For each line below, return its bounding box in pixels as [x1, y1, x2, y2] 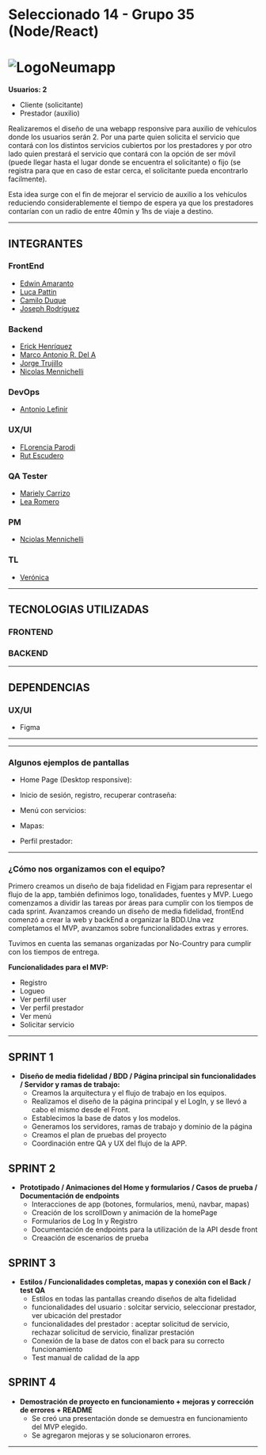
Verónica [19, 572, 49, 582]
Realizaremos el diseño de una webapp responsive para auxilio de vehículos [8, 124, 257, 134]
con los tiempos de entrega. [8, 948, 100, 957]
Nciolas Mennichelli [19, 534, 85, 544]
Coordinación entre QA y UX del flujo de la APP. [31, 1138, 188, 1149]
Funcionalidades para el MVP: [8, 963, 109, 972]
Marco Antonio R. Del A [19, 350, 97, 359]
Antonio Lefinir [19, 405, 69, 414]
